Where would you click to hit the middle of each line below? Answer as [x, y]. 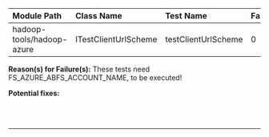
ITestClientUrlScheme [116, 39]
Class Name [98, 16]
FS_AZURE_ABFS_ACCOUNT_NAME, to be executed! [95, 78]
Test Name [187, 16]
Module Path [37, 16]
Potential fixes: [34, 93]
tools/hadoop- [40, 39]
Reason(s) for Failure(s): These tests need [79, 69]
